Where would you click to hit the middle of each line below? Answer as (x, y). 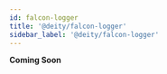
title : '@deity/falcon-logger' (68, 26)
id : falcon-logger (44, 18)
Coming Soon (35, 60)
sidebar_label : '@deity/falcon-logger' (84, 34)
